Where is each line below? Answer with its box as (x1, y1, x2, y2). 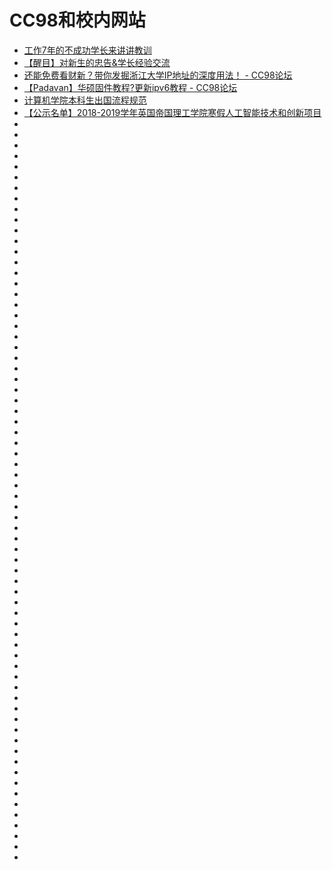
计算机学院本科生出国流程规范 (23, 94, 147, 106)
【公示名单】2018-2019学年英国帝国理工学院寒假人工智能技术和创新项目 (23, 106, 322, 118)
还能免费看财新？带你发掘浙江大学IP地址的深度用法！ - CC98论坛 (23, 69, 293, 81)
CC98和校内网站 (9, 9, 146, 32)
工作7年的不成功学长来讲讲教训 (23, 44, 152, 56)
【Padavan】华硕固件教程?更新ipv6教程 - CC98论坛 (23, 81, 238, 93)
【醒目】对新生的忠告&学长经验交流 (23, 56, 171, 68)
